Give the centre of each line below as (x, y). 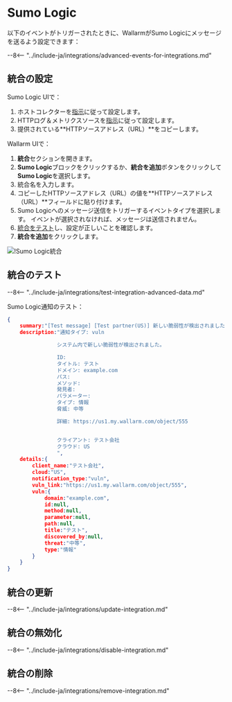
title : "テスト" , (66, 530)
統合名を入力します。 (47, 184)
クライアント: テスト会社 (88, 440)
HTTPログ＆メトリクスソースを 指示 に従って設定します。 (98, 120)
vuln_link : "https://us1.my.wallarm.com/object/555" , (110, 485)
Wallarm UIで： (29, 143)
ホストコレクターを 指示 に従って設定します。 (80, 112)
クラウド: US (73, 446)
